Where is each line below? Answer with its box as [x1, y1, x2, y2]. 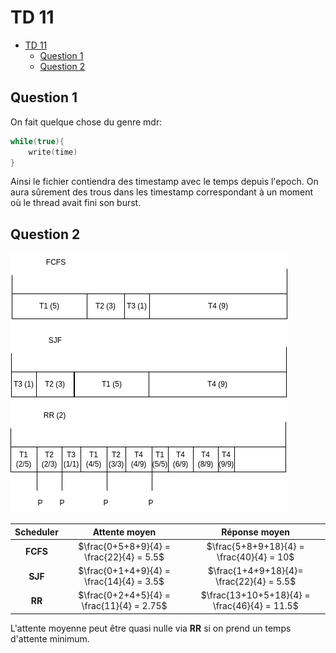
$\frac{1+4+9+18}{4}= [207, 565, 304, 577]
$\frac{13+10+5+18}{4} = [200, 589, 311, 601]
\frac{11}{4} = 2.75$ [81, 600, 168, 612]
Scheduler [14, 526, 59, 538]
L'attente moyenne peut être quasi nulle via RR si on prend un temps [10, 622, 292, 634]
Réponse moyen [221, 526, 291, 538]
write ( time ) [28, 147, 78, 157]
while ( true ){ [10, 136, 65, 146]
